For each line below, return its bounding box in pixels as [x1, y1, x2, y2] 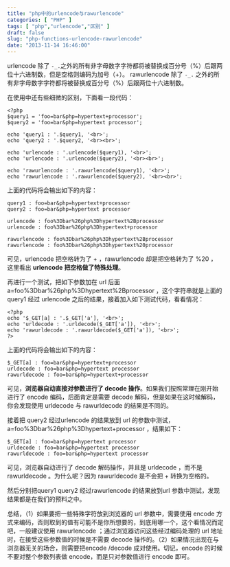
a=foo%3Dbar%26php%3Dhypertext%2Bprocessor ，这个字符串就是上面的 [7, 286, 222, 294]
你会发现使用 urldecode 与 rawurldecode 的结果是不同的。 [7, 402, 173, 409]
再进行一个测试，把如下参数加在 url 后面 [7, 278, 121, 286]
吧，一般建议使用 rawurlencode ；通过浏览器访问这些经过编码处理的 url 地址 [7, 526, 223, 535]
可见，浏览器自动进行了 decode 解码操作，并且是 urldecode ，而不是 [7, 463, 203, 471]
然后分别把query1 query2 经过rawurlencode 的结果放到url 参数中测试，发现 [7, 487, 220, 494]
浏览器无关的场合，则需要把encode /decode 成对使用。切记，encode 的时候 [7, 544, 223, 552]
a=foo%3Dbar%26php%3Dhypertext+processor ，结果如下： [7, 425, 183, 432]
